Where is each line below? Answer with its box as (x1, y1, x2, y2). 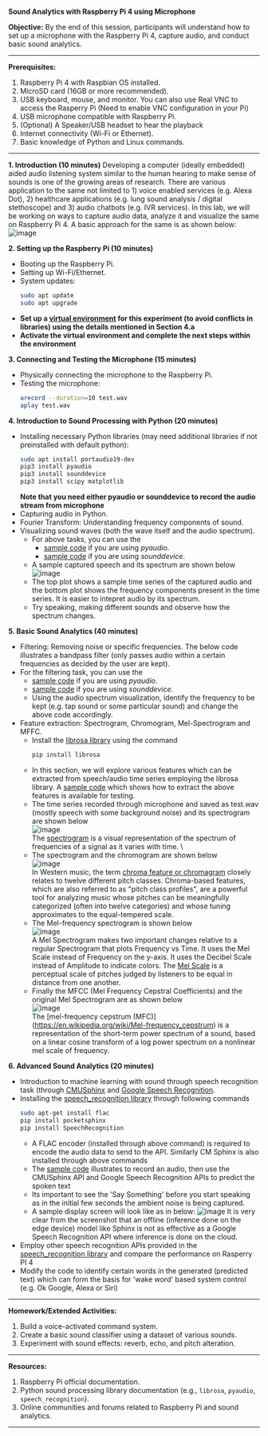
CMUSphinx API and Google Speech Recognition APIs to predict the (31, 1172, 255, 1182)
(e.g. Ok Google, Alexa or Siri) (19, 1282, 118, 1292)
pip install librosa (31, 751, 100, 759)
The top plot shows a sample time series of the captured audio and (31, 577, 253, 586)
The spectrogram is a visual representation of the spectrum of (31, 833, 237, 843)
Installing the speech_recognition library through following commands (19, 1093, 250, 1103)
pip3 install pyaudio (19, 463, 92, 471)
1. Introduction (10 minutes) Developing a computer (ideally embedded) (8, 160, 246, 170)
